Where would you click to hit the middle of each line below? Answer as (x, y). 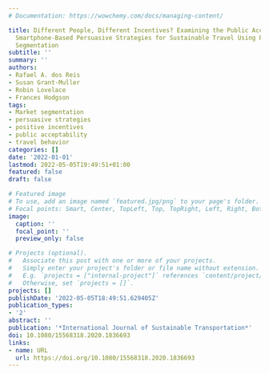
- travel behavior (39, 142)
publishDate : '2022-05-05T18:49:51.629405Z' (84, 298)
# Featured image (37, 194)
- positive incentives (46, 128)
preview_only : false (50, 239)
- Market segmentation (46, 112)
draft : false (30, 180)
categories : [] (34, 149)
